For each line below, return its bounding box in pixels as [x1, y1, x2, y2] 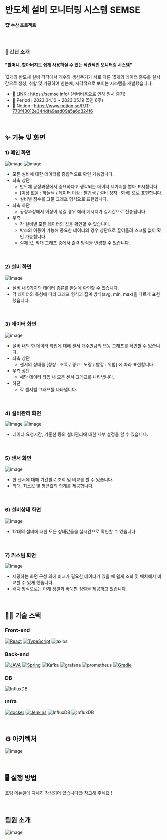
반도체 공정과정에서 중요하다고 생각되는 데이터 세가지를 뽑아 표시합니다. [19, 184, 159, 190]
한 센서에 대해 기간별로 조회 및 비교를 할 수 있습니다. [12, 477, 114, 483]
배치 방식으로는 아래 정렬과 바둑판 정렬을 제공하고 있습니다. [12, 586, 127, 592]
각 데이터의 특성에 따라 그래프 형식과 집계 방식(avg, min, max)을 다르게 [12, 291, 151, 297]
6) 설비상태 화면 [5, 506, 41, 513]
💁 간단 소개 [5, 48, 30, 55]
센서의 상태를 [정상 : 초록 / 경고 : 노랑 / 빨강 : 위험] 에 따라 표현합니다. [19, 361, 155, 367]
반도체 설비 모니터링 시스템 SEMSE [5, 4, 141, 16]
